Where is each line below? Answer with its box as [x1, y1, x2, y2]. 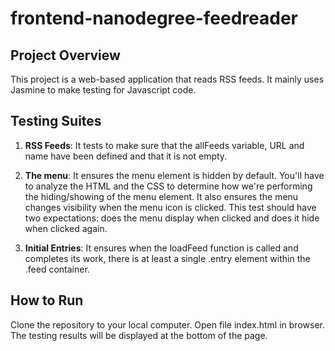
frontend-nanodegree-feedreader [10, 7, 299, 30]
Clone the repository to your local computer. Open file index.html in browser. [10, 318, 325, 331]
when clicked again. [24, 222, 108, 234]
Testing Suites [10, 113, 102, 130]
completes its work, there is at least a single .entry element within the [24, 252, 311, 264]
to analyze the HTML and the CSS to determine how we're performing [24, 180, 313, 192]
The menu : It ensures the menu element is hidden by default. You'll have [24, 169, 325, 181]
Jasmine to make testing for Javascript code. [10, 84, 197, 96]
